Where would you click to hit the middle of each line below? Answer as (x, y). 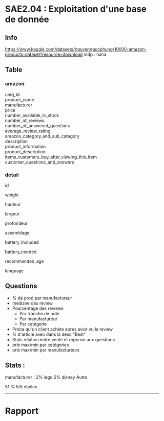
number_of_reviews (25, 120)
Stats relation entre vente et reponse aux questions (63, 339)
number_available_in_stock (32, 115)
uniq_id (12, 94)
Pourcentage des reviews (38, 308)
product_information (26, 146)
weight (12, 195)
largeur (12, 213)
